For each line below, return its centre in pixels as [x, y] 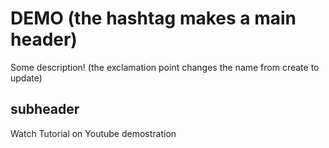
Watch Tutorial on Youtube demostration [93, 133]
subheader [45, 109]
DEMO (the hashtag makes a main [153, 18]
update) [26, 78]
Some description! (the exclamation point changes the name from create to [165, 67]
